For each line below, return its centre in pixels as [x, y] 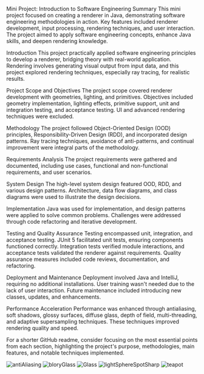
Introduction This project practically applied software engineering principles [101, 53]
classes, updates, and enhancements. [54, 297]
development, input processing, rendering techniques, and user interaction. [101, 28]
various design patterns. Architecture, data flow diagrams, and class [92, 190]
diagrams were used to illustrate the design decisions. [74, 197]
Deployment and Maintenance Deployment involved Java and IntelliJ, [93, 277]
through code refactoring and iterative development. [72, 222]
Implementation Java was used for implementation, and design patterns [96, 209]
